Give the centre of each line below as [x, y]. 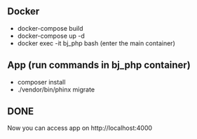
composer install [41, 82]
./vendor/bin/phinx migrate [56, 89]
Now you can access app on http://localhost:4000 [80, 128]
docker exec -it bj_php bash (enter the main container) [96, 43]
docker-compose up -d [51, 36]
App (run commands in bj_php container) [99, 65]
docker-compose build [50, 28]
